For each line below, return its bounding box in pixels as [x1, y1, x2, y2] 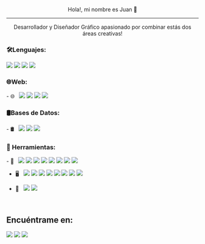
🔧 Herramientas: [6, 142, 56, 151]
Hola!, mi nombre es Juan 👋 [68, 6, 137, 13]
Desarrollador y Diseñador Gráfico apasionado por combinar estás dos [13, 23, 192, 31]
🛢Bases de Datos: [6, 108, 60, 117]
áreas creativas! [82, 30, 123, 37]
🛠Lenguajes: [6, 45, 47, 54]
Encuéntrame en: [6, 215, 73, 225]
